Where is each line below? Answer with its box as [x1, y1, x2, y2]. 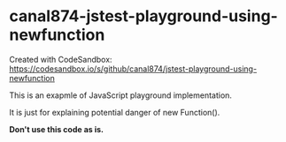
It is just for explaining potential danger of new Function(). [9, 107, 220, 117]
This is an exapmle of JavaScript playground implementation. [9, 90, 233, 101]
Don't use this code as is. [9, 123, 104, 134]
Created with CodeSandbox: [9, 54, 112, 64]
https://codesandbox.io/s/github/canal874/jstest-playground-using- [9, 64, 258, 74]
